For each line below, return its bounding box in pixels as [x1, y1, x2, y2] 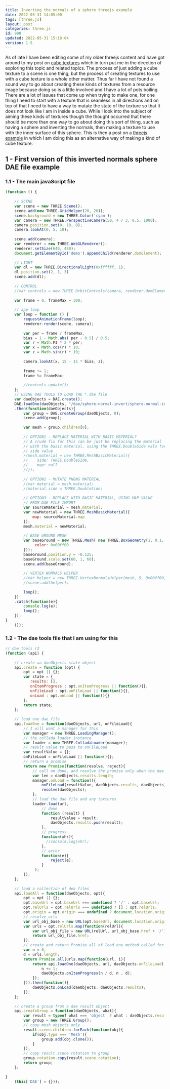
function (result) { [41, 811, 85, 816]
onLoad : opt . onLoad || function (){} [30, 693, 110, 698]
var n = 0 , [23, 947, 47, 952]
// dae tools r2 [5, 646, 39, 651]
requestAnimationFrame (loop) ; [23, 317, 87, 322]
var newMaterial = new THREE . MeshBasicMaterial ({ [23, 509, 130, 514]
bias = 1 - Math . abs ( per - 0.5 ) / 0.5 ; [23, 335, 110, 341]
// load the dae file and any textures [32, 797, 116, 802]
